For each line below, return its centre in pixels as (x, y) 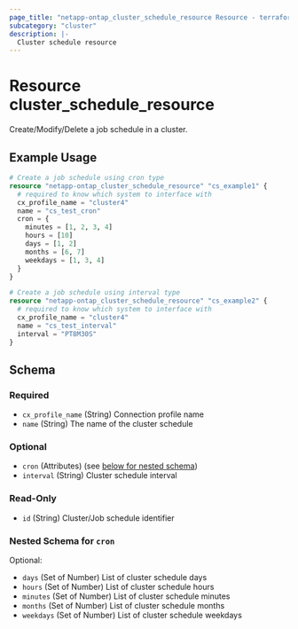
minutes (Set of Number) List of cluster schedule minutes (126, 596)
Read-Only (33, 499)
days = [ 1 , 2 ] (51, 244)
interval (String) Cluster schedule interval (99, 476)
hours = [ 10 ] (49, 236)
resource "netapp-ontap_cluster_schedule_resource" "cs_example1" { (138, 186)
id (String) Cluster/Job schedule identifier (98, 518)
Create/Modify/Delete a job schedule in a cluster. (98, 130)
